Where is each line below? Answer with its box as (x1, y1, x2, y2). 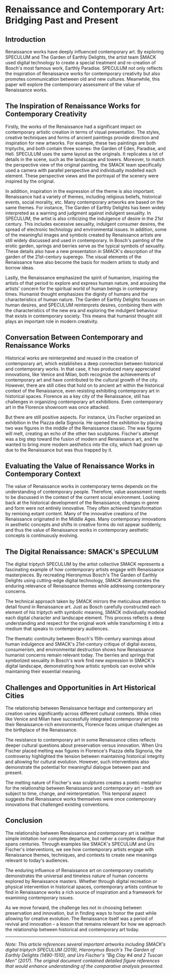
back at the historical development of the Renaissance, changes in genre (5, 500, 159, 506)
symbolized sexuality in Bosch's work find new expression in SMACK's (5, 657, 155, 664)
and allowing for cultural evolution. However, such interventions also (5, 759, 149, 765)
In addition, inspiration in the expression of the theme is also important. (5, 188, 155, 194)
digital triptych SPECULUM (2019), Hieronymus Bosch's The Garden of (5, 946, 155, 952)
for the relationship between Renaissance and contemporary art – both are (5, 785, 162, 791)
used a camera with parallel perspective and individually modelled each (5, 167, 157, 173)
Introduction (5, 35, 46, 44)
